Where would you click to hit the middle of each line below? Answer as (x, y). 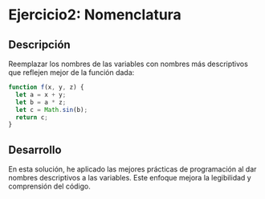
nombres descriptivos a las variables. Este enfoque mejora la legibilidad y (130, 178)
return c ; (32, 117)
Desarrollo (35, 149)
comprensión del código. (49, 186)
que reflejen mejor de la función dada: (71, 73)
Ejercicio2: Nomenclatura (95, 15)
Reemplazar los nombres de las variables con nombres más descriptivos (128, 64)
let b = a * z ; (41, 102)
